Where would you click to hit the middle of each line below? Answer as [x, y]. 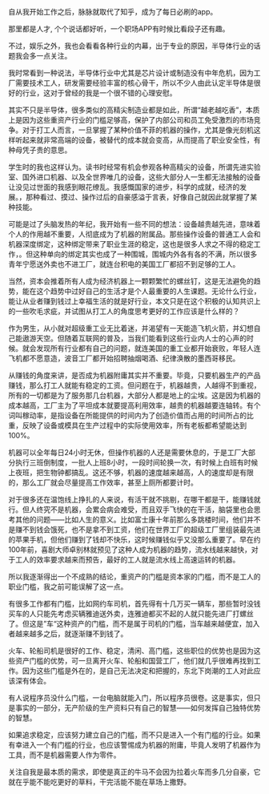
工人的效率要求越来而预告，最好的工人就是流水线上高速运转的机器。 [127, 560]
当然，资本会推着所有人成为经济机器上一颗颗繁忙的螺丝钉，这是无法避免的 [131, 281]
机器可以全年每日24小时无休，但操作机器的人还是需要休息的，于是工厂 [125, 452]
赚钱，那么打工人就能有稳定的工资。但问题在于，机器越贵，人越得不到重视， [134, 385]
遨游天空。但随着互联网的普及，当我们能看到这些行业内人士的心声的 [134, 338]
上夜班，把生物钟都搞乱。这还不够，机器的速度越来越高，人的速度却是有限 [131, 472]
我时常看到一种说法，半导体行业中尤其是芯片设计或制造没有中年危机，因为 [131, 73]
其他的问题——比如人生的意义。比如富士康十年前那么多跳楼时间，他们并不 [138, 520]
